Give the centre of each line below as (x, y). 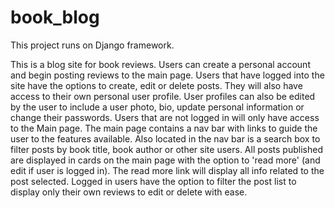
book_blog (55, 17)
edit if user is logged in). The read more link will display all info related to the (167, 170)
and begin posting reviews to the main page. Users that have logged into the (167, 75)
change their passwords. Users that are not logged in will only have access (165, 117)
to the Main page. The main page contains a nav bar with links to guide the (164, 128)
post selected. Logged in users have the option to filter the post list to (153, 181)
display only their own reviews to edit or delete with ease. (129, 192)
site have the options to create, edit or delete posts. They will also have (156, 85)
